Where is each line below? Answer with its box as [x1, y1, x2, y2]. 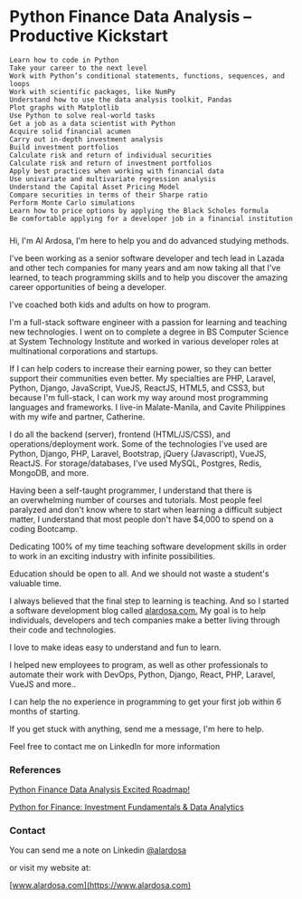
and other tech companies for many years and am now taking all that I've [9, 262, 281, 273]
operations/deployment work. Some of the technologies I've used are [9, 438, 269, 449]
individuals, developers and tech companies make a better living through [9, 614, 280, 625]
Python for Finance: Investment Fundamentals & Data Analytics [9, 802, 244, 813]
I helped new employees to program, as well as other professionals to [9, 659, 269, 670]
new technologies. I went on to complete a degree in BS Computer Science [9, 326, 289, 337]
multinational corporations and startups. [9, 345, 158, 356]
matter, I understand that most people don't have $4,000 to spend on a [9, 514, 274, 525]
